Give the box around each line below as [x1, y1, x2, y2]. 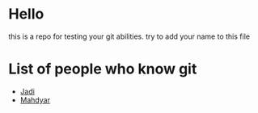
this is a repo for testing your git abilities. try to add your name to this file [8, 31, 251, 41]
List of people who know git [8, 60, 197, 78]
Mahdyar [19, 94, 51, 105]
